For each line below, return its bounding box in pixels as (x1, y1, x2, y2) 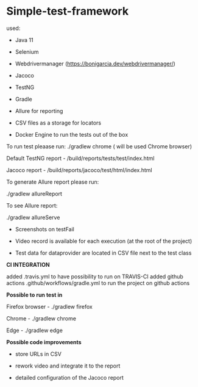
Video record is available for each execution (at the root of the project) (15, 237, 193, 245)
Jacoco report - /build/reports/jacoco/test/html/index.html (6, 166, 152, 173)
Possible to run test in (6, 291, 63, 298)
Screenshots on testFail (15, 225, 74, 233)
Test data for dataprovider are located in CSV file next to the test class (15, 249, 192, 256)
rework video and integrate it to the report (15, 362, 121, 369)
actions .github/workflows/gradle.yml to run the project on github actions (6, 279, 190, 286)
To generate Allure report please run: (6, 178, 99, 186)
